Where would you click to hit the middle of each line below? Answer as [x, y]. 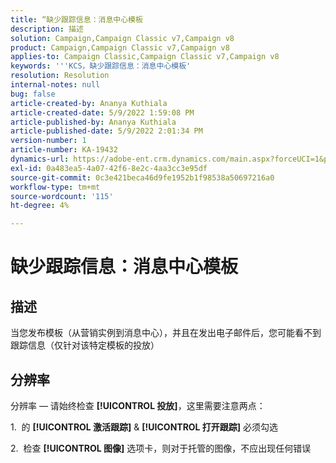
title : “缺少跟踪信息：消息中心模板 [76, 19]
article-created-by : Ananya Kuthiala [89, 103]
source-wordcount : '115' [62, 196]
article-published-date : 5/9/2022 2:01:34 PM [106, 131]
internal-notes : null [55, 85]
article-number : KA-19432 [64, 150]
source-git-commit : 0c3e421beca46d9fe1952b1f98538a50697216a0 [142, 177]
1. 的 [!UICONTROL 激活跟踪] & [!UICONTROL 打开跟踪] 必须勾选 [144, 427]
